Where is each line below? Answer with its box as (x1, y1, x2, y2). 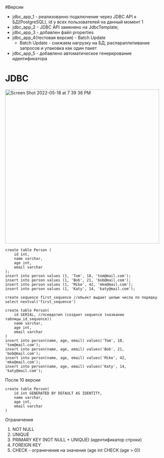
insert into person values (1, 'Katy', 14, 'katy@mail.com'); (5, 286, 135, 291)
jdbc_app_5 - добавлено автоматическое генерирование (12, 50, 132, 56)
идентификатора (12, 56, 48, 61)
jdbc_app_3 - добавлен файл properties (12, 30, 94, 35)
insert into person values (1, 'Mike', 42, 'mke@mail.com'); (5, 282, 133, 287)
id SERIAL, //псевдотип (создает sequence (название (14, 312, 125, 317)
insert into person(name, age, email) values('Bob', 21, (5, 347, 125, 352)
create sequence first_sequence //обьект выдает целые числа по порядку (5, 295, 158, 300)
